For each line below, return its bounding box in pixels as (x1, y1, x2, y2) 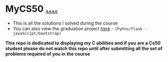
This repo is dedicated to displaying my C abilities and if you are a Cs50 (5, 39, 161, 46)
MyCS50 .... (5, 3, 58, 15)
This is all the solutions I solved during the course (12, 20, 118, 26)
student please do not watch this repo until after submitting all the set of (5, 45, 163, 51)
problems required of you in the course (5, 51, 90, 57)
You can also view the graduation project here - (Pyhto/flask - (12, 25, 147, 31)
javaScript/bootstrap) (12, 31, 62, 36)
